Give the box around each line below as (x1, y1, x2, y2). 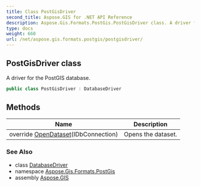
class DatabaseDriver (14, 161, 68, 169)
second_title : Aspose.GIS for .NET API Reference (6, 14, 133, 20)
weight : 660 (6, 31, 36, 37)
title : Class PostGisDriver (6, 8, 77, 15)
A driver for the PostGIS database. (6, 74, 91, 81)
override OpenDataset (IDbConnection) (9, 130, 118, 138)
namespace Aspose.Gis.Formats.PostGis (14, 167, 115, 174)
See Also (6, 148, 33, 156)
